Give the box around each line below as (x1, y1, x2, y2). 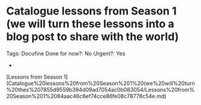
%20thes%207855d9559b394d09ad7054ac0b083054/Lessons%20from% (6, 86, 195, 93)
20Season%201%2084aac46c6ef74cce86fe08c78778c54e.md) (6, 92, 167, 100)
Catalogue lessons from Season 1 (6, 4, 177, 18)
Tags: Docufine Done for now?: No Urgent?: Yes (6, 49, 126, 57)
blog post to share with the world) (6, 30, 179, 43)
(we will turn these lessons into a (6, 17, 174, 31)
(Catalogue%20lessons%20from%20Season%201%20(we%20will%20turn (6, 80, 195, 87)
